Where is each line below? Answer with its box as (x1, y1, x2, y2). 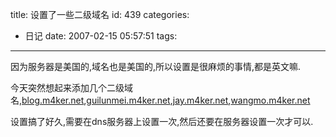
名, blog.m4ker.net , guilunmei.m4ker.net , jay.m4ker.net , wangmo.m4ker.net (10, 94, 311, 106)
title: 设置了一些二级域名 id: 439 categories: (10, 9, 190, 20)
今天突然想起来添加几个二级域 (10, 82, 133, 93)
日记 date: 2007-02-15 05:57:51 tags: (24, 30, 178, 42)
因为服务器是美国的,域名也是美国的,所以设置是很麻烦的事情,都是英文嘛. (10, 61, 302, 72)
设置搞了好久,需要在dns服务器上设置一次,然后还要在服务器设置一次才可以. (10, 116, 314, 127)
